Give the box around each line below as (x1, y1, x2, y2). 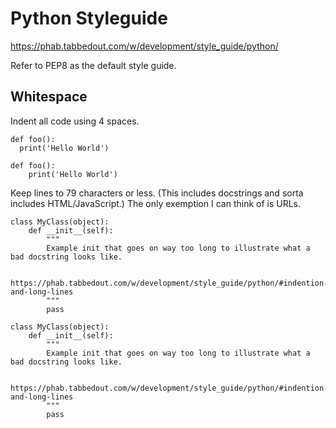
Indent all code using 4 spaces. (10, 115, 140, 127)
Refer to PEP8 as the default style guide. (10, 59, 177, 71)
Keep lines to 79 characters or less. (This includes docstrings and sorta (10, 187, 304, 199)
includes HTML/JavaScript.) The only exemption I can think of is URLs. (10, 197, 302, 209)
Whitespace (10, 88, 88, 106)
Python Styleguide (10, 7, 168, 30)
